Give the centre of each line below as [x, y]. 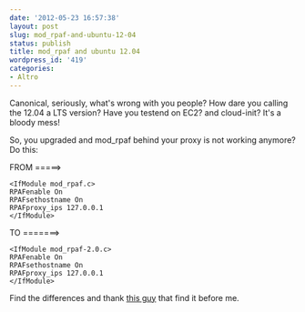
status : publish [40, 43]
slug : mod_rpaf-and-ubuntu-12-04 [73, 35]
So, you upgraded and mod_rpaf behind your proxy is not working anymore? [152, 140]
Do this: [24, 149]
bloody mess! [35, 122]
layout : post [34, 26]
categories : [32, 69]
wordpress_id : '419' [49, 60]
